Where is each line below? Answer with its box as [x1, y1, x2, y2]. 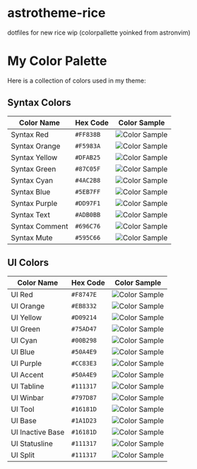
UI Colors [7, 257, 49, 269]
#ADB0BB [75, 210, 101, 219]
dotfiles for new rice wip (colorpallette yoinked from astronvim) [7, 28, 191, 37]
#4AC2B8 [75, 176, 101, 184]
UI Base [11, 415, 37, 425]
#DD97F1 [75, 199, 101, 207]
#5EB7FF [75, 188, 101, 195]
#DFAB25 [75, 153, 101, 162]
